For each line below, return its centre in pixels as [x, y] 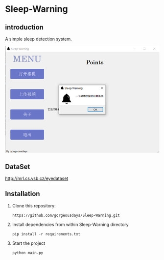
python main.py [28, 253]
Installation [23, 194]
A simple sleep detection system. [38, 39]
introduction [24, 27]
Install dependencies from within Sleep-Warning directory [70, 224]
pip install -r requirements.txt [46, 234]
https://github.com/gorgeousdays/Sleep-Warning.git [66, 215]
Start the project [29, 243]
